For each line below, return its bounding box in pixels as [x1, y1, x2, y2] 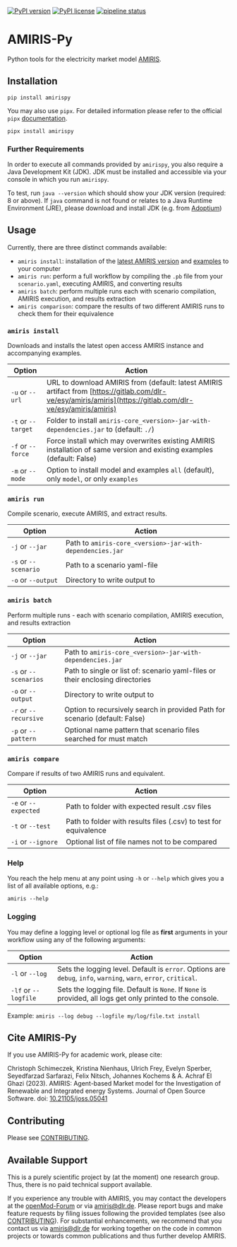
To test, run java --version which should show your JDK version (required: [7, 189, 226, 197]
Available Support [7, 1154, 88, 1166]
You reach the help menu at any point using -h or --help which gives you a [7, 874, 224, 883]
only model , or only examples [46, 474, 139, 484]
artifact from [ [46, 386, 93, 396]
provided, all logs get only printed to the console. [57, 993, 219, 1003]
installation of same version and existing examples [46, 445, 214, 455]
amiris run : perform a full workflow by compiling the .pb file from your [17, 272, 224, 280]
